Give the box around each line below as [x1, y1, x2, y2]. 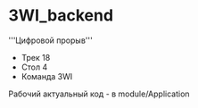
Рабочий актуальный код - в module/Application [8, 88, 190, 99]
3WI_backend [8, 5, 113, 26]
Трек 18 [21, 52, 51, 62]
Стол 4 [21, 62, 48, 72]
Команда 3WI [21, 71, 73, 81]
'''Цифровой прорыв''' [8, 35, 93, 46]
